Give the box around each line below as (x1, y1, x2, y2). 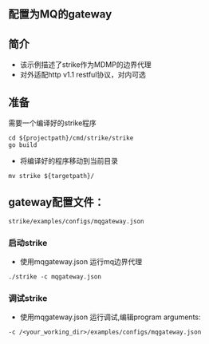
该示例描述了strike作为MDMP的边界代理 (19, 60, 152, 69)
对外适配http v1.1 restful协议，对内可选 (19, 70, 146, 80)
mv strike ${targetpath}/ (8, 172, 94, 180)
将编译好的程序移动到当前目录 (19, 156, 118, 166)
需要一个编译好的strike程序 (8, 118, 97, 128)
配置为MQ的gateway (8, 7, 112, 22)
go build (8, 141, 37, 149)
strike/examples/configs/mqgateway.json (8, 217, 145, 225)
